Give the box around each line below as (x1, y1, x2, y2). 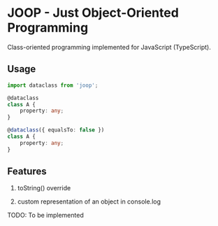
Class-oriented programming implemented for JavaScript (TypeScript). (7, 43, 211, 51)
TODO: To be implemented (7, 211, 84, 220)
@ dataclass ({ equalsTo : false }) (7, 127, 105, 134)
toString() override (17, 184, 71, 192)
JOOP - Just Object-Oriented (7, 5, 180, 21)
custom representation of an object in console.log (17, 197, 161, 206)
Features (7, 166, 47, 178)
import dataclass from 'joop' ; (7, 82, 99, 89)
